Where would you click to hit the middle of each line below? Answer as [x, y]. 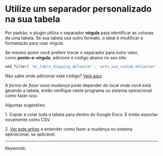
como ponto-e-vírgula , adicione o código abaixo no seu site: [66, 57]
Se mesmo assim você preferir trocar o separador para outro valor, [72, 52]
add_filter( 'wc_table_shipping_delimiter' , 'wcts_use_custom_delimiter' [81, 67]
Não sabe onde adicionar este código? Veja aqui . [54, 76]
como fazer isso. [22, 95]
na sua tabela [33, 19]
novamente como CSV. [28, 120]
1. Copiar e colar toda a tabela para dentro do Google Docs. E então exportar [81, 114]
